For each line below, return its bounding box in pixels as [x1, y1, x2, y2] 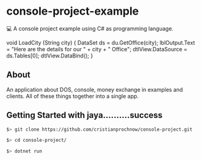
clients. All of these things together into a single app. [6, 92, 139, 100]
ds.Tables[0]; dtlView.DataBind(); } [6, 52, 93, 59]
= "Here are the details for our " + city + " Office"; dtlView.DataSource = [6, 45, 188, 53]
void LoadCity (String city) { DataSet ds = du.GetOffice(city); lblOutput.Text [6, 38, 196, 46]
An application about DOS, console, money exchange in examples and [6, 85, 183, 93]
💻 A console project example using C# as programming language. [6, 24, 174, 32]
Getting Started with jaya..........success [6, 110, 163, 120]
